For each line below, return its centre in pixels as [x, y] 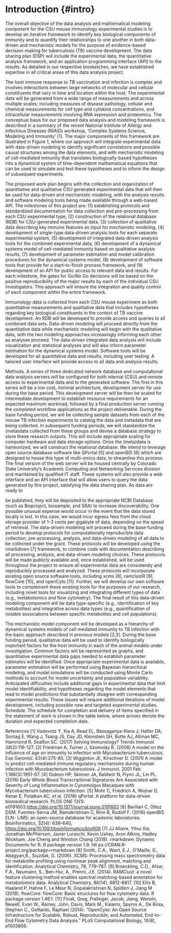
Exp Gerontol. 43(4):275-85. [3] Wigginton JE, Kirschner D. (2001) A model [84, 758]
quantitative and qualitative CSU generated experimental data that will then [84, 189]
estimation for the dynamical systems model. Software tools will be [76, 350]
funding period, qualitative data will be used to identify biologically [75, 640]
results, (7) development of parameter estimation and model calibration [80, 254]
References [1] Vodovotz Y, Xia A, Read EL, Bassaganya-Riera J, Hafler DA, [84, 731]
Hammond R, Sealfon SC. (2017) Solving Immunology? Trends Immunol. [80, 742]
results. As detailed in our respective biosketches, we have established [80, 67]
